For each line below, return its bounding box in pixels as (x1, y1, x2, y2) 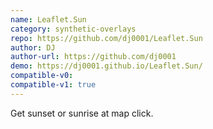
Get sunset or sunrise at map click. (10, 107, 154, 119)
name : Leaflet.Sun (10, 14, 87, 25)
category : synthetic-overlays (10, 24, 137, 34)
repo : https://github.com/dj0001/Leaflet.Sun (10, 33, 203, 43)
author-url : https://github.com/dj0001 (10, 52, 177, 62)
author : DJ (10, 42, 56, 53)
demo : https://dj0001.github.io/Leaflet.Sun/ (10, 61, 203, 71)
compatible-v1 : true (10, 80, 97, 90)
